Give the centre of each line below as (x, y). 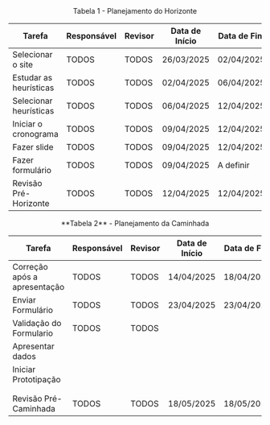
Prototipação (37, 380)
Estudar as (33, 78)
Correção (30, 267)
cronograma (35, 134)
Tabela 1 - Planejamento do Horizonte (135, 11)
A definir (234, 165)
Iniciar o (27, 124)
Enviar (24, 300)
